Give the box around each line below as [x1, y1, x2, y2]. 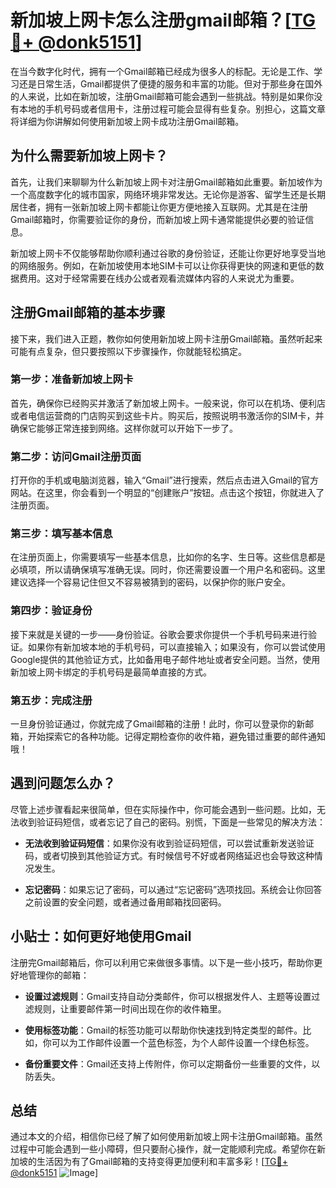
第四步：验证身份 [10, 604, 93, 618]
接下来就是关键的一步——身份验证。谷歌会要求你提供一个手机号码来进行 [10, 628, 308, 640]
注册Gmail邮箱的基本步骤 [10, 304, 166, 321]
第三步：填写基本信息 [10, 527, 113, 541]
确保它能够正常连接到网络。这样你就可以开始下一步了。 [10, 422, 238, 434]
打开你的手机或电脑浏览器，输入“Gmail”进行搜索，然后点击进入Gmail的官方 [10, 474, 320, 486]
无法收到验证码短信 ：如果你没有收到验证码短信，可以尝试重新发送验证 [24, 837, 315, 849]
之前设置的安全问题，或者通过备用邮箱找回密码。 [24, 896, 227, 908]
